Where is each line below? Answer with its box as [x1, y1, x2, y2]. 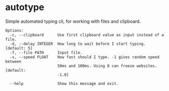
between [5, 59, 22, 64]
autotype [5, 2, 45, 13]
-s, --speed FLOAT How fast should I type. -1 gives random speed [10, 55, 159, 60]
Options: [5, 28, 24, 33]
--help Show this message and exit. [10, 81, 119, 86]
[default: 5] [5, 45, 33, 51]
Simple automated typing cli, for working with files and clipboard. [5, 18, 141, 24]
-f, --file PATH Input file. [10, 50, 82, 55]
